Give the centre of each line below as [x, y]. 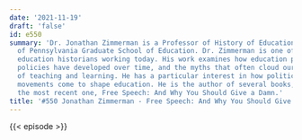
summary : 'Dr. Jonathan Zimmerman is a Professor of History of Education [152, 43]
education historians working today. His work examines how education [152, 59]
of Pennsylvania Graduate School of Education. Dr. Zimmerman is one [150, 51]
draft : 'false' [38, 26]
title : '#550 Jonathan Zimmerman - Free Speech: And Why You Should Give [151, 101]
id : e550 [26, 34]
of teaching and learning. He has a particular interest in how [140, 76]
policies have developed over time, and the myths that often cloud [148, 68]
